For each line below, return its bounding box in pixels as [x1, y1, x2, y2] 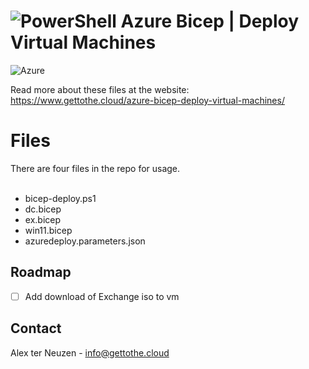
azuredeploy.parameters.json [24, 235, 146, 247]
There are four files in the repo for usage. [10, 162, 181, 174]
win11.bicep [24, 224, 73, 236]
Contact [10, 320, 62, 337]
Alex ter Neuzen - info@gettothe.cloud [10, 346, 170, 359]
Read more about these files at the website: [10, 83, 190, 95]
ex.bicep [24, 213, 62, 225]
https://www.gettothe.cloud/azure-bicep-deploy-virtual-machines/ [10, 94, 285, 106]
